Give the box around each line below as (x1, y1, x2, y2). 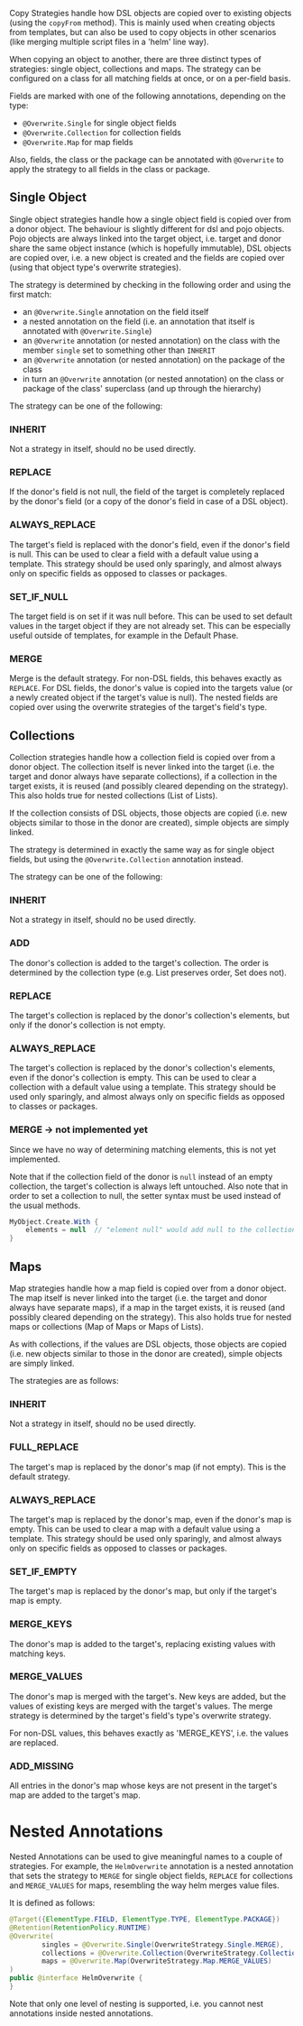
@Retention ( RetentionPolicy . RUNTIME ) (9, 1923, 151, 1932)
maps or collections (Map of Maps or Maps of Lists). (9, 1322, 205, 1332)
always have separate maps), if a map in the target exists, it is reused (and (9, 1303, 286, 1313)
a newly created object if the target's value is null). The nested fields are (9, 692, 278, 703)
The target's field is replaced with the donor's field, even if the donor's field (9, 539, 290, 549)
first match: (9, 289, 52, 299)
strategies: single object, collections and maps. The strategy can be (9, 63, 262, 74)
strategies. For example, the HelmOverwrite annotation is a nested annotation (9, 1861, 294, 1872)
